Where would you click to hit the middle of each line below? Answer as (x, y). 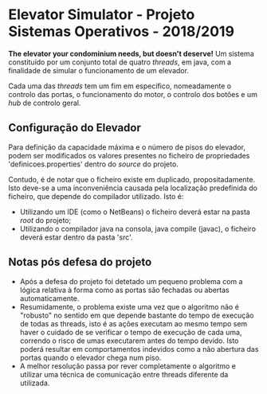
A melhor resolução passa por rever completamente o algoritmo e (128, 366)
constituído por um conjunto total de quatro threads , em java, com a (120, 62)
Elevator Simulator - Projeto (102, 15)
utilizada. (35, 383)
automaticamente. (49, 298)
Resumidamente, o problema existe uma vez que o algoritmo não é (129, 306)
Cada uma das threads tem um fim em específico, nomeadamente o (120, 86)
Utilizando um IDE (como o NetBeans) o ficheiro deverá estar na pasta (135, 212)
